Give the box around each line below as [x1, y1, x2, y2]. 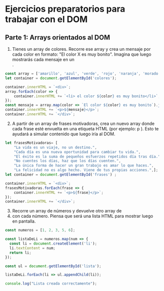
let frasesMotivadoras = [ [5, 140, 58, 145]
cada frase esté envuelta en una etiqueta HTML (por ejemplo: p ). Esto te [12, 125, 159, 131]
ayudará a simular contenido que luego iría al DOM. [12, 131, 116, 137]
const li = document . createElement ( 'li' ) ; [9, 241, 97, 246]
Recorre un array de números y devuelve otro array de [12, 208, 122, 214]
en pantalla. [12, 218, 36, 224]
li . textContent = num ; [9, 246, 56, 250]
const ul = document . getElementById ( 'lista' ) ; [5, 264, 102, 269]
